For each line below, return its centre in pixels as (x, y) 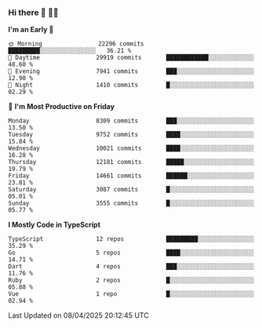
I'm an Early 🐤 (31, 30)
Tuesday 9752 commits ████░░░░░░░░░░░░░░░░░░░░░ (131, 135)
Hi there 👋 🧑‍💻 (33, 13)
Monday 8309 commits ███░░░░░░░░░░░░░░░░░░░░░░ (131, 121)
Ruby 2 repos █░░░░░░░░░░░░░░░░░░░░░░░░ (131, 281)
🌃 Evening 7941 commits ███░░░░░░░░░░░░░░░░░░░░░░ (131, 71)
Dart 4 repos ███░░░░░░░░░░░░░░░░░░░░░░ (131, 267)
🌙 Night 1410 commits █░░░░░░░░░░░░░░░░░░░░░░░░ (131, 86)
